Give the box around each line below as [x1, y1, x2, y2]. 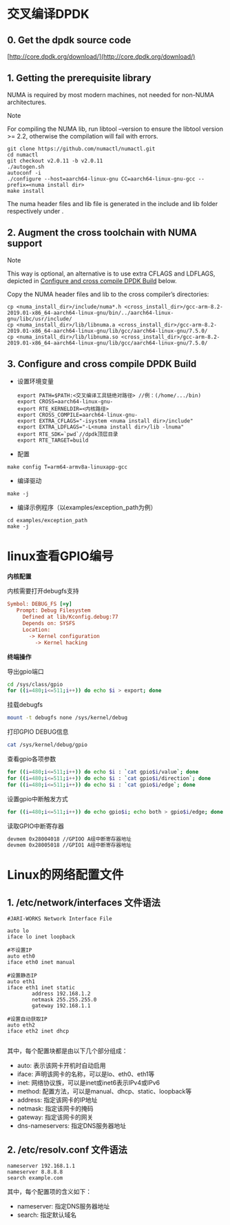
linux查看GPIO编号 [7, 548, 114, 564]
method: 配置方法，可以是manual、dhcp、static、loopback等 [17, 1087, 192, 1095]
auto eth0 [7, 953, 36, 960]
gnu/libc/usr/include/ [7, 315, 72, 322]
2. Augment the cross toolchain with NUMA [7, 227, 198, 238]
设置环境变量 [17, 377, 54, 386]
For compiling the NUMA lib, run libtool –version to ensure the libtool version [7, 125, 224, 133]
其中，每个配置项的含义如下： [7, 1188, 92, 1196]
